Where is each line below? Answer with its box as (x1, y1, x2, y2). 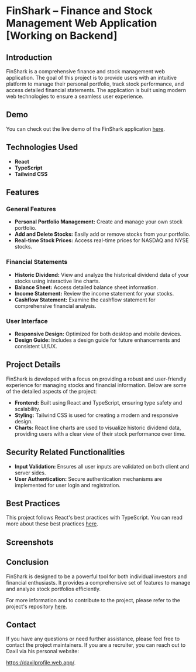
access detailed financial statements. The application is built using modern (6, 87, 186, 93)
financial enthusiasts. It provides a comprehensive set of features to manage (6, 579, 191, 586)
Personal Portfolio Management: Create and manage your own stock (14, 218, 183, 225)
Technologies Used (6, 142, 78, 152)
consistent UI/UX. (14, 342, 57, 349)
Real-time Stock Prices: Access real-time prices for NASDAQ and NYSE (14, 237, 189, 244)
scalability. (14, 405, 41, 412)
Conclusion (6, 557, 49, 567)
